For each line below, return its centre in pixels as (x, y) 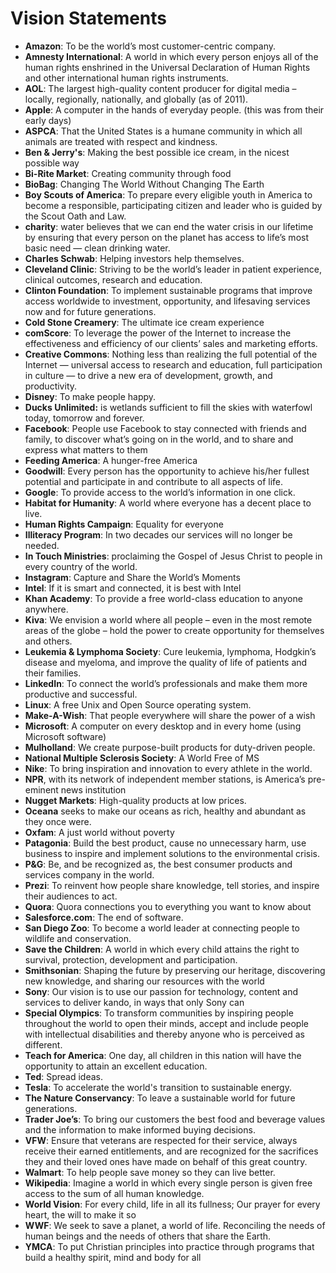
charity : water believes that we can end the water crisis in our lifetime (169, 226)
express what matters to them (86, 449)
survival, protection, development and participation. (131, 959)
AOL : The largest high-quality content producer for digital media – (160, 88)
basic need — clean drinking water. (97, 248)
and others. (48, 641)
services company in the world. (89, 874)
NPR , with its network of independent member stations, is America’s (165, 779)
